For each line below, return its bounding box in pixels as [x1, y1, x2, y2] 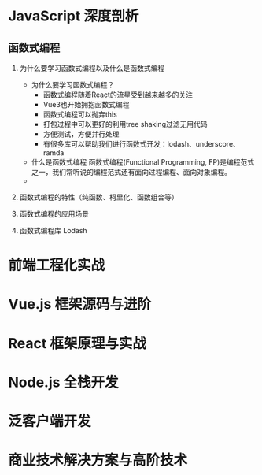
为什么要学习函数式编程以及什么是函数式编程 [19, 64, 165, 72]
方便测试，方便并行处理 [42, 129, 120, 139]
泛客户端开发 [8, 412, 92, 430]
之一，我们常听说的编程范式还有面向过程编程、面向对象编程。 [31, 167, 232, 176]
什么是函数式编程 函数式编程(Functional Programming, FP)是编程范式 [31, 158, 254, 166]
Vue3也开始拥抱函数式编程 [42, 100, 130, 109]
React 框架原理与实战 [8, 334, 147, 352]
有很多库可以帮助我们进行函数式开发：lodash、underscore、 [42, 139, 240, 148]
